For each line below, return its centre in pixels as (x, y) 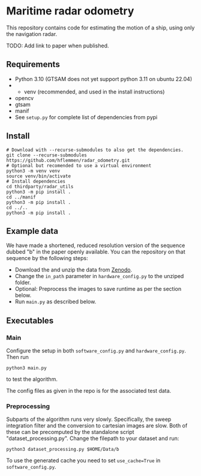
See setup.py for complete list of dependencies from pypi (86, 117)
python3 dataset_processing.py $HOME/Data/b (63, 450)
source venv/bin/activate (38, 176)
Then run (17, 357)
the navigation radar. (32, 34)
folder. (23, 282)
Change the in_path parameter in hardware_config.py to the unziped (99, 276)
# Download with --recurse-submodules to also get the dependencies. (95, 150)
